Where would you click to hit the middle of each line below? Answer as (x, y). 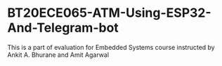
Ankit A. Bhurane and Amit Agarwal (58, 55)
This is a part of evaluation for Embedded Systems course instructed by (111, 47)
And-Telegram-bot (63, 28)
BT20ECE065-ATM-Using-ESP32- (110, 13)
